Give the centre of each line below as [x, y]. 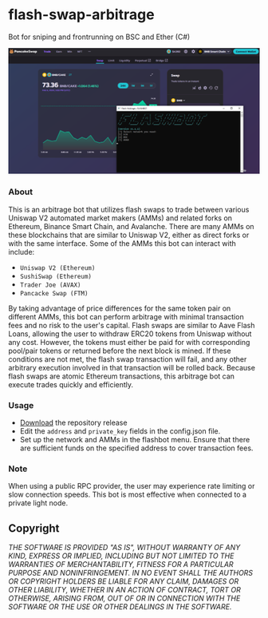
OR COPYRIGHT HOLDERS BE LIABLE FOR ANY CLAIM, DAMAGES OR [124, 581]
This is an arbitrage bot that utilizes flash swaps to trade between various [129, 209]
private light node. [38, 503]
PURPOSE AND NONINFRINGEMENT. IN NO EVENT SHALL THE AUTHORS [131, 573]
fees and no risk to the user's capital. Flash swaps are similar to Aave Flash [132, 325]
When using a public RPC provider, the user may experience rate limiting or [132, 486]
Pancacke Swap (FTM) [54, 293]
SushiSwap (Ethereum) [55, 276]
